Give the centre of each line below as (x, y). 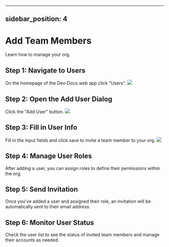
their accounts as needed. (32, 240)
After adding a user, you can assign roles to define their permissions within (83, 168)
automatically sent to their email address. (48, 207)
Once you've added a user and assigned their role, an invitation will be (78, 201)
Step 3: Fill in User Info (41, 128)
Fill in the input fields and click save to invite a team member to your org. (80, 140)
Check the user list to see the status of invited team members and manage (82, 235)
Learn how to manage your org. (38, 55)
